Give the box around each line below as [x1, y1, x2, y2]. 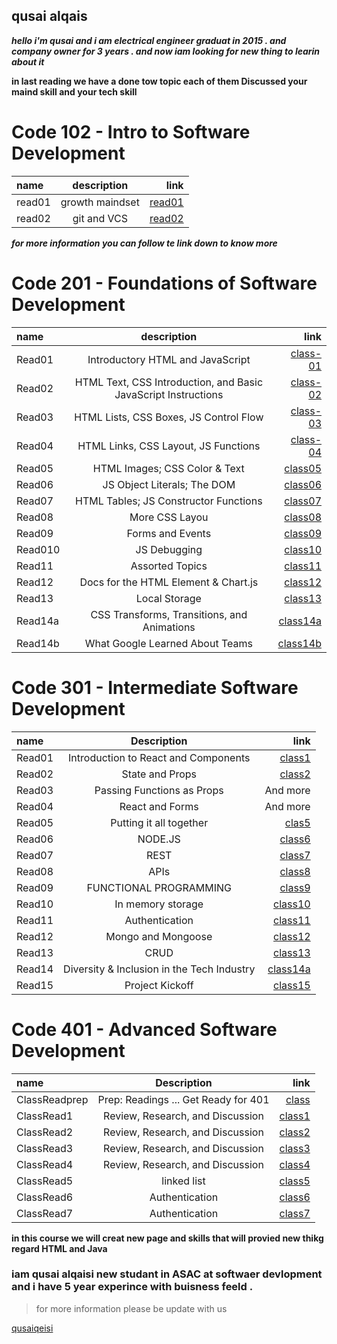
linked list [161, 1174, 206, 1188]
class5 [279, 1174, 311, 1188]
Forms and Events [126, 526, 212, 540]
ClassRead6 [16, 1190, 74, 1204]
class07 [284, 494, 322, 508]
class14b [277, 636, 322, 650]
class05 [284, 461, 322, 475]
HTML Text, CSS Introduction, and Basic [74, 375, 264, 389]
